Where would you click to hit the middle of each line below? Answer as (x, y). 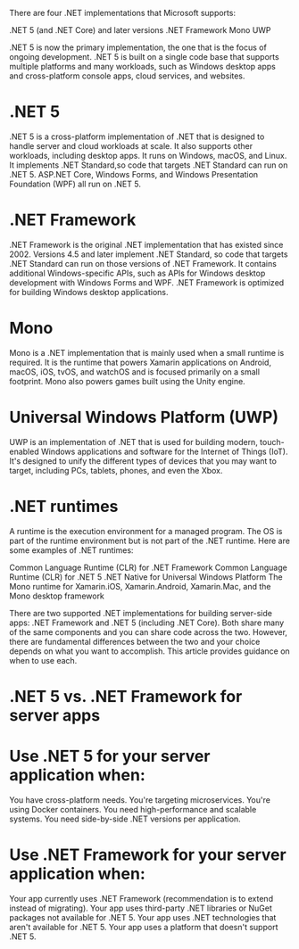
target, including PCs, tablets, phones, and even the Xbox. (116, 470)
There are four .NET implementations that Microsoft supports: (123, 13)
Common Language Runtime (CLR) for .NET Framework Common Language (148, 567)
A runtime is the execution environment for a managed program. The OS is (146, 531)
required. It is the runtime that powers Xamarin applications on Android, (141, 362)
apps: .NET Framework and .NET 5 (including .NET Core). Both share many (147, 623)
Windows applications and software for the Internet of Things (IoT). (164, 451)
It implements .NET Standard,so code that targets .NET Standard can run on (149, 165)
